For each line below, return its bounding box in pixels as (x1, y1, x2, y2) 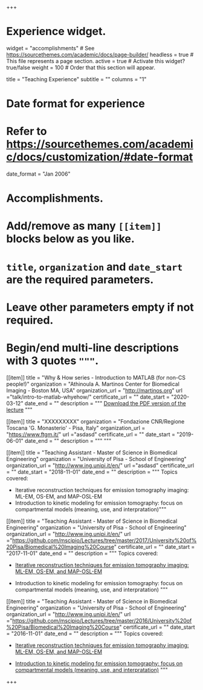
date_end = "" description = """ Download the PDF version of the (24, 399, 186, 406)
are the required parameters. (6, 273, 154, 287)
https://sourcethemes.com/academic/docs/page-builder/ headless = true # (6, 51, 194, 58)
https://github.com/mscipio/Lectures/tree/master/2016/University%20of (11, 617, 192, 624)
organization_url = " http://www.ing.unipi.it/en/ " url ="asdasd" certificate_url (6, 462, 195, 469)
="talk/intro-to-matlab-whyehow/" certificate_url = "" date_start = (6, 393, 170, 400)
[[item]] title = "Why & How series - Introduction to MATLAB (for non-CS (6, 374, 186, 381)
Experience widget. (6, 25, 106, 38)
